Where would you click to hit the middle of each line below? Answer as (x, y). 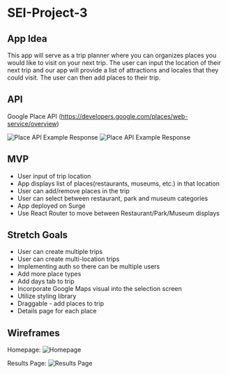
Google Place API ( (34, 116)
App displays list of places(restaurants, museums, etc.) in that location (118, 184)
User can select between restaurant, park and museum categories (113, 198)
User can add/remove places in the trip (74, 190)
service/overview (32, 124)
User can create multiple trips (60, 252)
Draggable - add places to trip (61, 304)
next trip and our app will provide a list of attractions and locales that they (113, 70)
